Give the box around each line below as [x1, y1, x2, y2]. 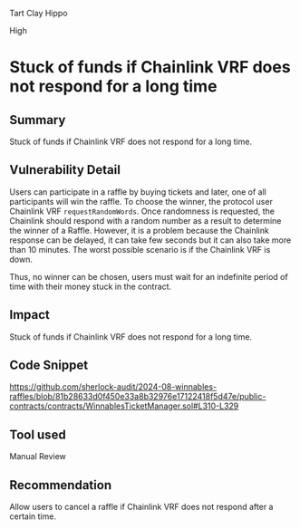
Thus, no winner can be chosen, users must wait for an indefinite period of [9, 271, 288, 282]
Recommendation [9, 477, 111, 493]
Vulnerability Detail [9, 162, 121, 178]
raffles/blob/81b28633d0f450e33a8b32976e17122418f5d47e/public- [9, 391, 266, 402]
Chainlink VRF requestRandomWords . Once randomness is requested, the [9, 206, 275, 216]
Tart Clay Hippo [9, 8, 68, 18]
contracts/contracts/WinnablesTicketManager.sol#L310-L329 [9, 400, 239, 411]
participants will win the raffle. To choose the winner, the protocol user [9, 196, 274, 207]
